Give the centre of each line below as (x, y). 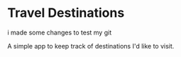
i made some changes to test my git (60, 32)
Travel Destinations (66, 13)
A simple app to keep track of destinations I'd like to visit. (91, 46)
